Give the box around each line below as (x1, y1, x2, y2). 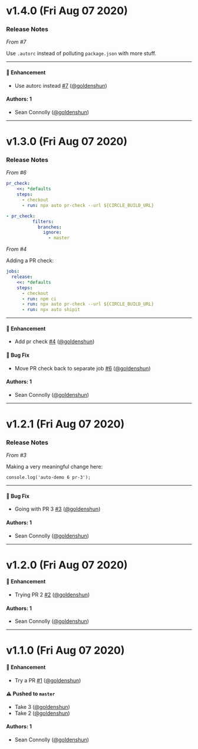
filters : (32, 218, 54, 224)
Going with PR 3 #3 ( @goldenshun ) (14, 505, 101, 513)
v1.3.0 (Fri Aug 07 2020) (6, 135, 128, 148)
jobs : (6, 269, 19, 274)
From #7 (6, 38, 27, 45)
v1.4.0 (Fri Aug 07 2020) (6, 4, 128, 18)
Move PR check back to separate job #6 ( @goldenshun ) (14, 364, 151, 372)
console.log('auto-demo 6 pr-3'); (6, 475, 91, 480)
